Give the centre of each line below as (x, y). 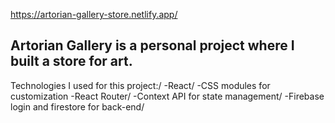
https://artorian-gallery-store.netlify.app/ (94, 14)
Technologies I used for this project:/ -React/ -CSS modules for (140, 85)
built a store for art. (71, 61)
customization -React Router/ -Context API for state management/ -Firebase (167, 96)
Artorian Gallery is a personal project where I (152, 45)
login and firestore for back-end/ (77, 106)
